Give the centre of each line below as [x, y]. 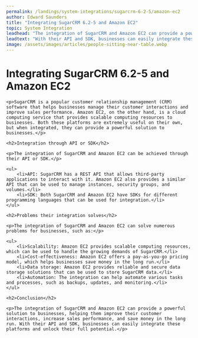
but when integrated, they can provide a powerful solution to [85, 127]
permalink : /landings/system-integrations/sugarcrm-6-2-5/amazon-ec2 [93, 12]
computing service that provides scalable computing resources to [89, 117]
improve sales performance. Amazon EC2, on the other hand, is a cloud [96, 112]
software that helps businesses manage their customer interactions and [97, 107]
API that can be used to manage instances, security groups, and [88, 184]
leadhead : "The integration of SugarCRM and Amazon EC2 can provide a [95, 34]
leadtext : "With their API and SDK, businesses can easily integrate [93, 39]
